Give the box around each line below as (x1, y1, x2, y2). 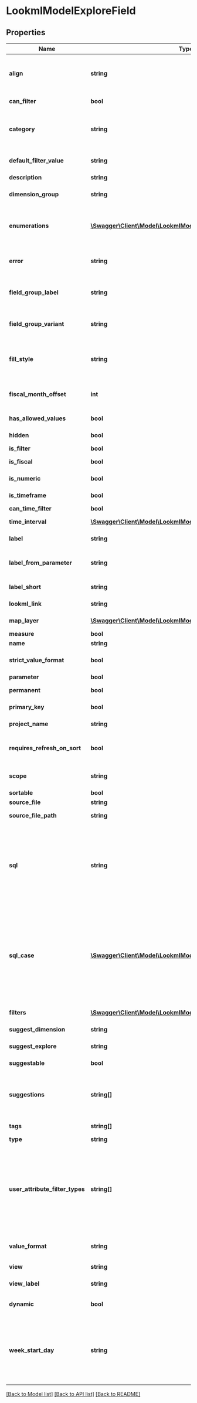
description (9, 173, 42, 181)
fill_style (9, 355, 34, 363)
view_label (9, 1279, 40, 1288)
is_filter (9, 444, 31, 452)
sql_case (9, 951, 35, 959)
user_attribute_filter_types (9, 1185, 85, 1193)
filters (9, 1009, 26, 1016)
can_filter (9, 97, 36, 105)
